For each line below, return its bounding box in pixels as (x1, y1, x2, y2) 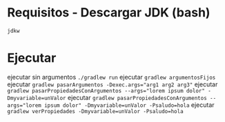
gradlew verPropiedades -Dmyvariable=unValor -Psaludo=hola (7, 108, 184, 114)
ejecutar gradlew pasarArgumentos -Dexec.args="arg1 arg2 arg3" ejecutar (7, 80, 218, 88)
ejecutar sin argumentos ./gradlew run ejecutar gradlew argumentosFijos (7, 73, 216, 81)
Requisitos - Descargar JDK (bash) (7, 5, 211, 21)
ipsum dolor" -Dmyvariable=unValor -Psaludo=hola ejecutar (43, 101, 215, 109)
